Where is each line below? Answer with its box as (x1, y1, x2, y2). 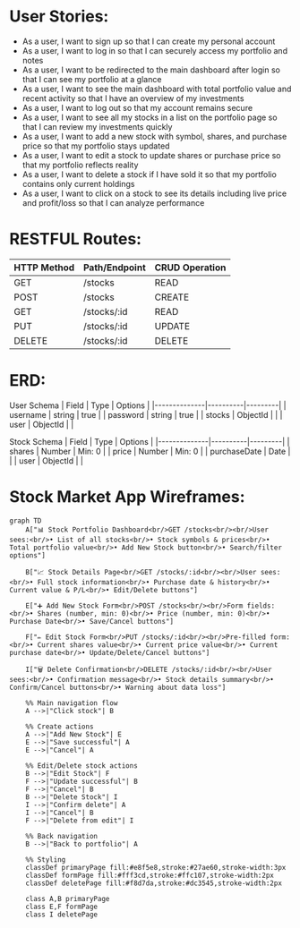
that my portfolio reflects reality (21, 159, 139, 170)
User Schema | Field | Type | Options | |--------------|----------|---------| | (9, 400, 287, 411)
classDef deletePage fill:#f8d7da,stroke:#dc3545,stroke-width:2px (25, 879, 282, 888)
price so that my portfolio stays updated (21, 140, 170, 151)
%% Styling (25, 855, 66, 864)
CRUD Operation (154, 261, 227, 274)
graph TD (9, 516, 42, 525)
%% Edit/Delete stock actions (25, 761, 139, 770)
